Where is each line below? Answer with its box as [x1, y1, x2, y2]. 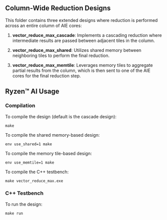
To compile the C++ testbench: [5, 169, 69, 175]
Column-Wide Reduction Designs [5, 4, 111, 12]
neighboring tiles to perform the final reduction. [12, 52, 110, 58]
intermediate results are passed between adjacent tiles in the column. [12, 37, 155, 43]
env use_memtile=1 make [5, 160, 55, 165]
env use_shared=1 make [5, 142, 52, 147]
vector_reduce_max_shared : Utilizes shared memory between [12, 47, 142, 53]
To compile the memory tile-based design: [5, 150, 92, 156]
